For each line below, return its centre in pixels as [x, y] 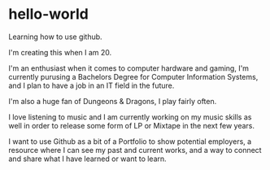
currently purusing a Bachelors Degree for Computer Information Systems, [133, 76]
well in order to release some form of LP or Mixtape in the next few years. [131, 125]
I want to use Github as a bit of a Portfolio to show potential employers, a [130, 141]
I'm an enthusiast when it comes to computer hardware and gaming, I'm [129, 68]
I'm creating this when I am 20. [60, 52]
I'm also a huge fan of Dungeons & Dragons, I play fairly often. [113, 101]
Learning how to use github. [56, 37]
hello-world [49, 14]
